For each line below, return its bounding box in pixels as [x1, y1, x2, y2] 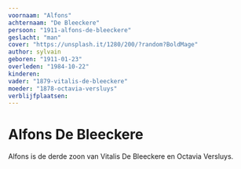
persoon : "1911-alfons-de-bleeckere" [8, 26, 132, 34]
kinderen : [8, 70, 41, 78]
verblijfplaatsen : [8, 92, 68, 100]
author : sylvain [8, 48, 61, 56]
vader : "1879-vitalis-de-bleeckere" [8, 77, 128, 85]
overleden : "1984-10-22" [8, 63, 89, 71]
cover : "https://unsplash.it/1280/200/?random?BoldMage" [8, 41, 199, 49]
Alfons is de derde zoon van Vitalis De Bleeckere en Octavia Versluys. [8, 152, 234, 161]
